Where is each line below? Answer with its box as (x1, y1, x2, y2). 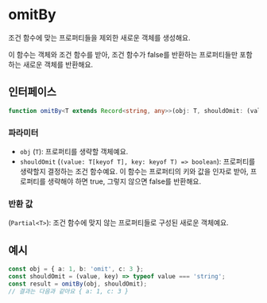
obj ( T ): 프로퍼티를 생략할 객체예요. (19, 146, 129, 156)
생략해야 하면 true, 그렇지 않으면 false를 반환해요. (47, 177, 201, 186)
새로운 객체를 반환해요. (22, 60, 94, 69)
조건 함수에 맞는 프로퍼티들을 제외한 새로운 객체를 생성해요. (8, 33, 191, 42)
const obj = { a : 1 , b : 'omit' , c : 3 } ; (8, 265, 145, 274)
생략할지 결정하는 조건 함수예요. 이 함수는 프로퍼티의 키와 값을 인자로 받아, (19, 166, 249, 176)
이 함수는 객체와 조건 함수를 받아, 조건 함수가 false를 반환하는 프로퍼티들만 (8, 49, 238, 59)
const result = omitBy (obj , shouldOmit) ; (8, 280, 148, 288)
